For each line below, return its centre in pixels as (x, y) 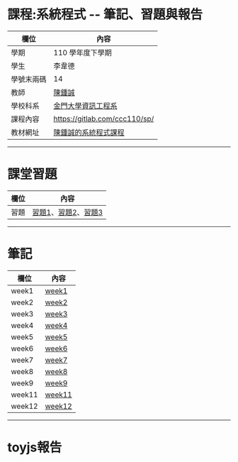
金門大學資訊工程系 (86, 106)
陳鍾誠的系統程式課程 (89, 132)
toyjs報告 (35, 447)
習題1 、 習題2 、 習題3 (68, 212)
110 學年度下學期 (83, 53)
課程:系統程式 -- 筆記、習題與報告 (105, 15)
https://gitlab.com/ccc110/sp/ (104, 119)
